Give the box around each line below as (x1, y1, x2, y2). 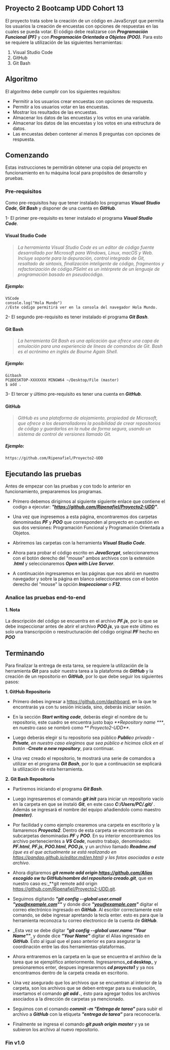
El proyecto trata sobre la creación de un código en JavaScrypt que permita (5, 17, 164, 23)
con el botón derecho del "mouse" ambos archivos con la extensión (12, 555, 155, 561)
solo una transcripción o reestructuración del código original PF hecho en (5, 629, 159, 635)
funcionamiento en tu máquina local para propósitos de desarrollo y (5, 170, 147, 176)
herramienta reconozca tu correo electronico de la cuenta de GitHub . (12, 917, 158, 924)
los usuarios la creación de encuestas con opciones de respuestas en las (5, 23, 159, 29)
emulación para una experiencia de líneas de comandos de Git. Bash (17, 343, 163, 349)
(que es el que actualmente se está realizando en (12, 849, 117, 855)
